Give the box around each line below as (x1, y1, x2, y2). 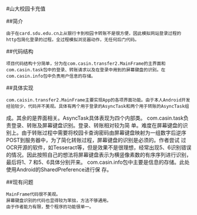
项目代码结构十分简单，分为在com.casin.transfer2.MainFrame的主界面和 (6, 61, 166, 67)
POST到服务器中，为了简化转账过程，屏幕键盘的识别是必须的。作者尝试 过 (6, 137, 186, 143)
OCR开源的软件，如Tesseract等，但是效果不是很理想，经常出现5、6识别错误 (6, 144, 192, 151)
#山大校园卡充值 (6, 5, 46, 12)
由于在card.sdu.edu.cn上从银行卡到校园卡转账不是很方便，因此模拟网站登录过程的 (6, 31, 181, 37)
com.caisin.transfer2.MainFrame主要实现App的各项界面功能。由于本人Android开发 (6, 97, 191, 103)
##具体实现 (6, 84, 34, 91)
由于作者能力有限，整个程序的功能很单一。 (6, 204, 94, 210)
